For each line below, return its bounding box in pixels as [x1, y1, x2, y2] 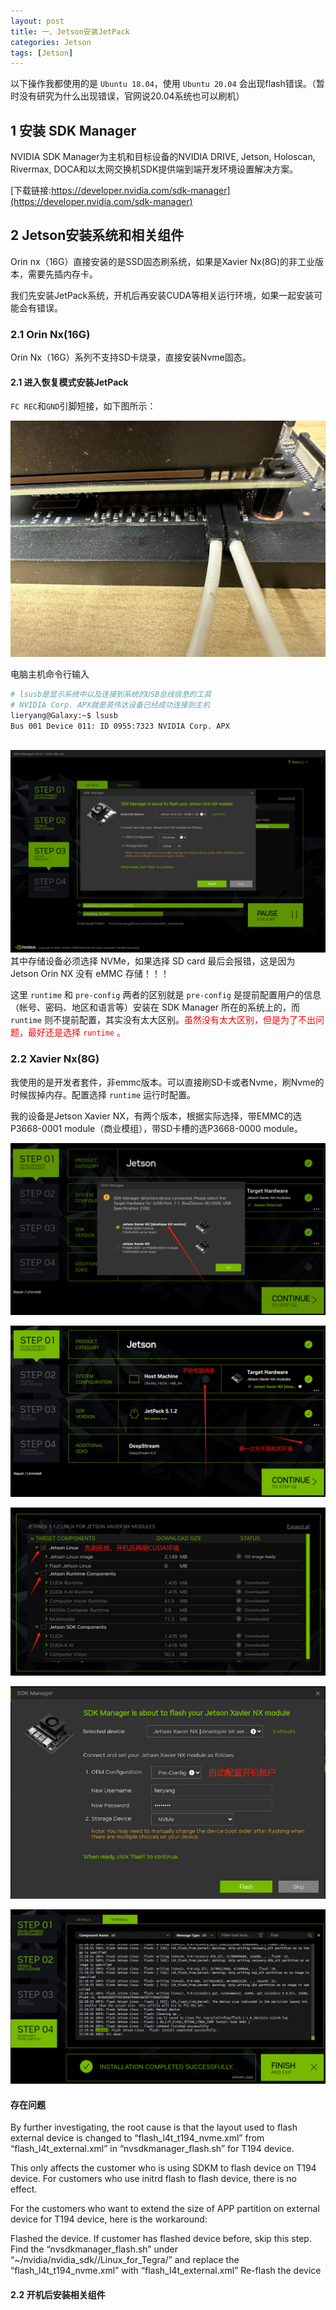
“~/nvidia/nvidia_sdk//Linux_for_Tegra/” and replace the [10, 2254, 240, 2266]
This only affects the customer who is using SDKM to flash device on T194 [10, 2162, 317, 2174]
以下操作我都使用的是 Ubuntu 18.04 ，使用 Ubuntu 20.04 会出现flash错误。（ [10, 78, 317, 90]
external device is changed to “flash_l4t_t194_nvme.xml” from [10, 2132, 265, 2144]
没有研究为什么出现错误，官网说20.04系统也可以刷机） [18, 90, 245, 102]
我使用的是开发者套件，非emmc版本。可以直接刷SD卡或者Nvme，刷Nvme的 [10, 1076, 325, 1088]
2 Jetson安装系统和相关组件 [10, 227, 185, 244]
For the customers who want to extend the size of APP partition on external [10, 2203, 320, 2215]
